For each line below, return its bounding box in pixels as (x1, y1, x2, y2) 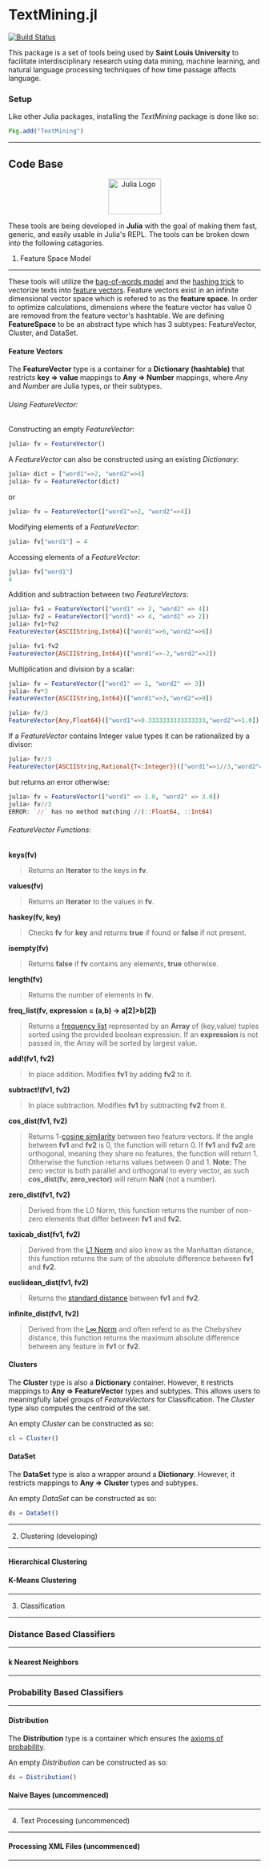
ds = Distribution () (8, 1773, 78, 1781)
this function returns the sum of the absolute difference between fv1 (27, 1253, 254, 1263)
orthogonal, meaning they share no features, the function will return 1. (27, 1149, 259, 1158)
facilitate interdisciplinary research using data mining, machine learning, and (8, 56, 260, 66)
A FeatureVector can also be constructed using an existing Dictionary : (8, 455, 239, 464)
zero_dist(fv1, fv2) (8, 1190, 70, 1199)
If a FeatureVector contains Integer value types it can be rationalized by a (8, 731, 250, 741)
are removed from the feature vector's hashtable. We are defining (8, 311, 225, 320)
